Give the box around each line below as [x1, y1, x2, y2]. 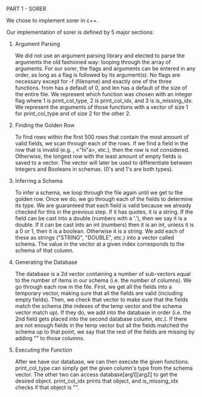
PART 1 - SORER [6, 5, 46, 12]
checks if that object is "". [14, 384, 80, 391]
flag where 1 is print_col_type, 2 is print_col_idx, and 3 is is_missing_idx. [14, 97, 194, 104]
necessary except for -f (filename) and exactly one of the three [14, 78, 172, 85]
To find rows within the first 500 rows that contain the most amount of [14, 133, 189, 140]
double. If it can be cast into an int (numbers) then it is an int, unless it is [14, 221, 194, 228]
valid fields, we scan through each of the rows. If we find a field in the [14, 140, 189, 147]
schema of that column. [14, 247, 74, 254]
